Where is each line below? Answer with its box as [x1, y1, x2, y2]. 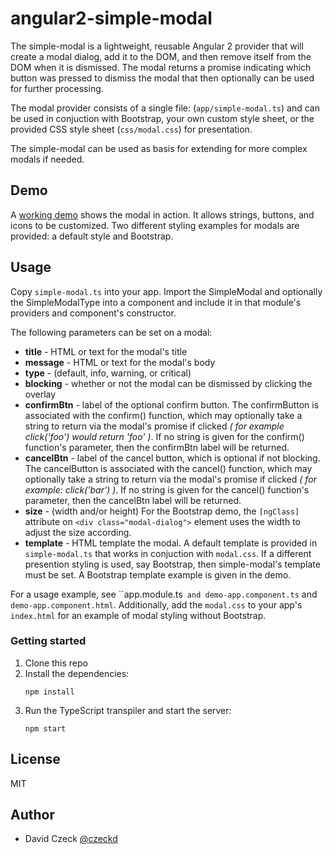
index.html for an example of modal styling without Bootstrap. [10, 609, 267, 621]
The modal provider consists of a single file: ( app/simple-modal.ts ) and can [10, 102, 321, 114]
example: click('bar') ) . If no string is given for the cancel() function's [24, 483, 310, 496]
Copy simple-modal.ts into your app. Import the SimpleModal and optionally [10, 285, 323, 297]
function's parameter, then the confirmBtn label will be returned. [24, 441, 290, 453]
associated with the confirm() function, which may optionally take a [24, 409, 303, 421]
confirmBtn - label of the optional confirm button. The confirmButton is [24, 398, 320, 411]
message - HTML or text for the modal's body [24, 356, 216, 368]
